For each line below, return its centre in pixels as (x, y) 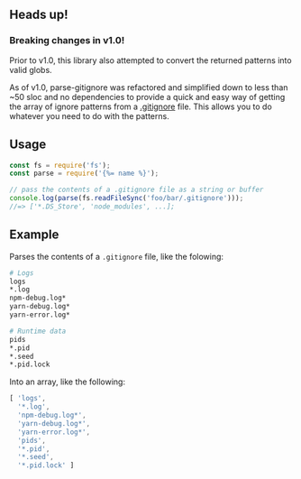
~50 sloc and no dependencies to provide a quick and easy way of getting (147, 97)
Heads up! (39, 15)
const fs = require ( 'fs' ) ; (60, 165)
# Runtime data (38, 331)
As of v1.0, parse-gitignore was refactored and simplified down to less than (149, 87)
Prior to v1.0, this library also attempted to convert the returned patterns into (150, 60)
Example (34, 235)
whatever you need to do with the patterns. (89, 115)
